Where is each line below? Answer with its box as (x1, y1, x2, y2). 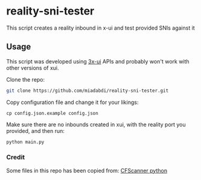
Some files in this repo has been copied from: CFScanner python (6, 167, 168, 174)
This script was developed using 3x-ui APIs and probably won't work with (6, 57, 190, 65)
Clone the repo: (6, 76, 45, 83)
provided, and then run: (6, 127, 65, 134)
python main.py (6, 139, 45, 145)
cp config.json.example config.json (6, 110, 98, 116)
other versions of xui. (6, 64, 59, 71)
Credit (6, 153, 25, 161)
